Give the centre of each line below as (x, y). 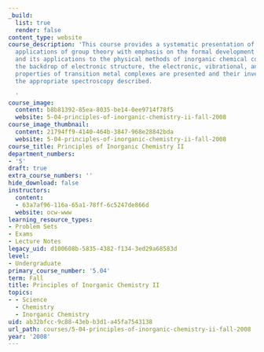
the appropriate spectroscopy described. (84, 81)
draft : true (27, 169)
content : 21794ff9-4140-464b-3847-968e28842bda (95, 132)
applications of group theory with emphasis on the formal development (135, 52)
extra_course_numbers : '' (50, 176)
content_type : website (45, 37)
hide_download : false (44, 183)
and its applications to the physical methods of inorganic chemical (131, 60)
